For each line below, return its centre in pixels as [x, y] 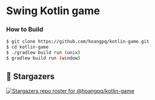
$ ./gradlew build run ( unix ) [43, 53]
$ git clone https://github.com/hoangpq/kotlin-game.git [78, 42]
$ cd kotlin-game [28, 47]
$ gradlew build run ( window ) [43, 58]
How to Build [25, 30]
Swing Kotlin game [53, 11]
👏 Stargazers [30, 77]
